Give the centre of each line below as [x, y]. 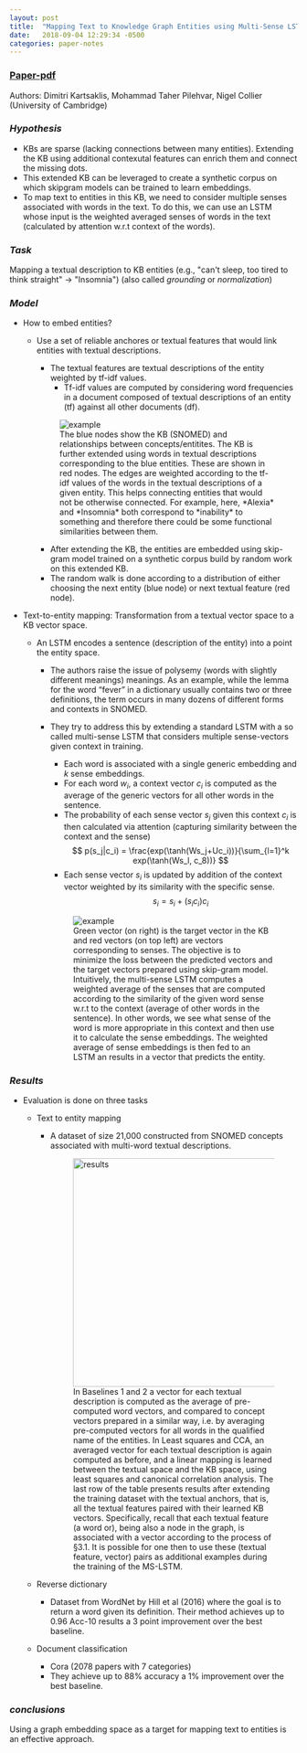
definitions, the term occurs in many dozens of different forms [167, 699]
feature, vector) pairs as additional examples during [170, 1556]
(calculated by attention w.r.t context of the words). [119, 226]
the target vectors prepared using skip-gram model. [170, 969]
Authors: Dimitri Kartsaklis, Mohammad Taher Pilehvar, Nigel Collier [136, 95]
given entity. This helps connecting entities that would [161, 493]
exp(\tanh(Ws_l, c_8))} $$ [180, 861]
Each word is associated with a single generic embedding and [180, 764]
